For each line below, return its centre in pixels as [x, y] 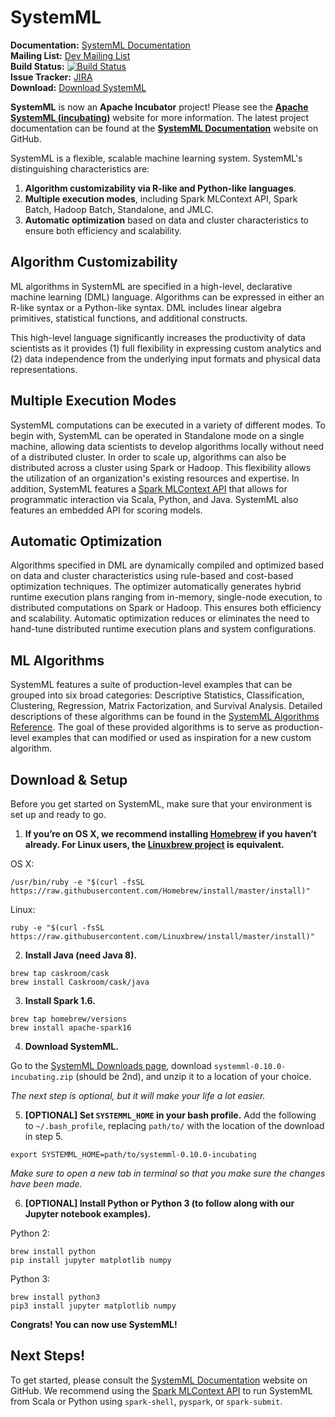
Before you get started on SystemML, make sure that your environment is [161, 804]
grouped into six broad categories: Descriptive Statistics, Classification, [157, 695]
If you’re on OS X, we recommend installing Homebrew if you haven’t [170, 834]
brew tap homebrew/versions [69, 1019]
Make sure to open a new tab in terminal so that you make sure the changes [168, 1173]
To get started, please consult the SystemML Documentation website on [159, 1380]
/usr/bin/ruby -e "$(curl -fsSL [77, 882]
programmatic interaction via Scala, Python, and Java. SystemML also [154, 499]
